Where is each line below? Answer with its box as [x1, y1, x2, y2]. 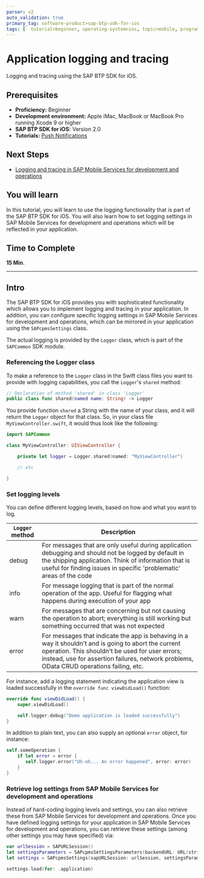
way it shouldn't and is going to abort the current [41, 639, 181, 647]
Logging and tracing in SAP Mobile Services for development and [15, 166, 179, 173]
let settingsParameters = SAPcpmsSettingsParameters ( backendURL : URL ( [6, 849, 189, 855]
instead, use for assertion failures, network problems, [41, 654, 194, 662]
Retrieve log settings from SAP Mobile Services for [6, 784, 159, 793]
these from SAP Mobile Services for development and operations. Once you [6, 812, 196, 820]
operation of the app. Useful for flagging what [41, 589, 172, 597]
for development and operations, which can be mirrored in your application [6, 318, 194, 326]
